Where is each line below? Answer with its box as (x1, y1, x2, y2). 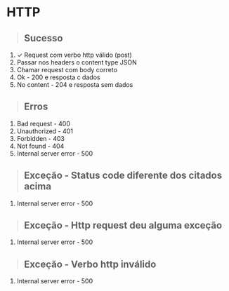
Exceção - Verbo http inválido (23, 258, 157, 270)
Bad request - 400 (16, 119, 71, 128)
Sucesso (23, 32, 63, 44)
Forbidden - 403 (16, 134, 65, 142)
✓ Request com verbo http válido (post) (16, 50, 133, 59)
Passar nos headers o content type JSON (16, 58, 138, 67)
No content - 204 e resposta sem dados (16, 81, 133, 88)
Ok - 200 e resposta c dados (16, 73, 100, 81)
